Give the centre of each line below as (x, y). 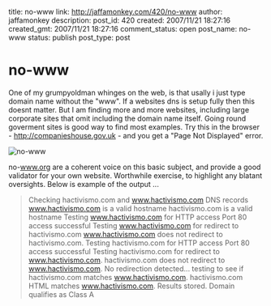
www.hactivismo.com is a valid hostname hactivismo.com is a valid (140, 208)
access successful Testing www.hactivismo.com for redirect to (133, 225)
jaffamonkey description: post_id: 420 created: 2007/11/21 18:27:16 (120, 20)
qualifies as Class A (61, 294)
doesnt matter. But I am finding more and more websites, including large (129, 109)
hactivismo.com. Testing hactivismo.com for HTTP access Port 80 (139, 243)
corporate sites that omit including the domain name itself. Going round (127, 118)
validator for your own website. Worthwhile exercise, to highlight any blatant (135, 175)
